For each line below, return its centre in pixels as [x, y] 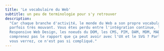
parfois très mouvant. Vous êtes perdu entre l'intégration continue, [83, 28]
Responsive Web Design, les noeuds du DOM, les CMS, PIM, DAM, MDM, [81, 32]
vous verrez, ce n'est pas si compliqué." [53, 41]
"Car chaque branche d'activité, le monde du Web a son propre [75, 23]
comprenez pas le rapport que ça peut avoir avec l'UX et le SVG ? [80, 37]
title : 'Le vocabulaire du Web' [38, 9]
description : [18, 18]
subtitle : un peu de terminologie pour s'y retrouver [61, 14]
